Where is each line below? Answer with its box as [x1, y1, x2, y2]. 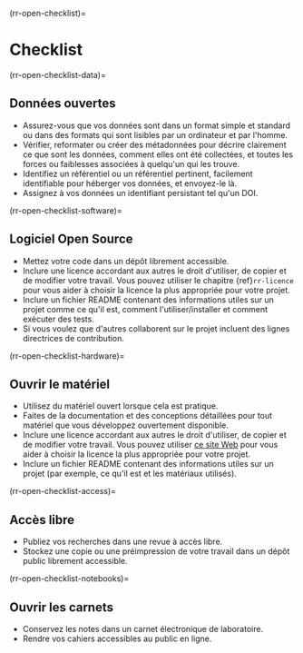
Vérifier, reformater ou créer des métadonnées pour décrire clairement [22, 139, 288, 150]
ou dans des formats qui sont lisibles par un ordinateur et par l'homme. [22, 129, 288, 140]
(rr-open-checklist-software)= [9, 204, 122, 216]
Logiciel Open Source [9, 232, 133, 247]
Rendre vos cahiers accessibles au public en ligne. [22, 633, 212, 644]
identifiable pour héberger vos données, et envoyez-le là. [22, 177, 238, 189]
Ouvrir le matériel [9, 376, 111, 391]
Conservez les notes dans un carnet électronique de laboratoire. [22, 624, 264, 634]
